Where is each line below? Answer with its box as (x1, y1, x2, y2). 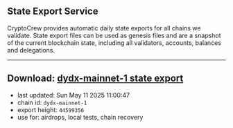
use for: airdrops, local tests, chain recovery (17, 113, 144, 121)
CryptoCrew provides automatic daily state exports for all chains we (7, 24, 201, 32)
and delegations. (7, 46, 55, 54)
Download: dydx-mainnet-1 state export (7, 73, 184, 84)
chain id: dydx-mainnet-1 (17, 98, 87, 107)
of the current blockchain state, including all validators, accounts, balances (7, 38, 222, 47)
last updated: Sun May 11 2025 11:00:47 (17, 91, 130, 99)
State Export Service (7, 6, 98, 17)
